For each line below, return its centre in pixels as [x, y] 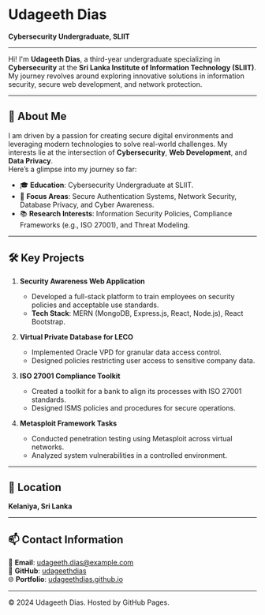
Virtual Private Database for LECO [77, 336]
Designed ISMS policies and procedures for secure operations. [133, 407]
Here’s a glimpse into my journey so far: [73, 169]
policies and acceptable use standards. [95, 305]
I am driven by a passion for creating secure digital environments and [121, 135]
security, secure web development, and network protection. [105, 84]
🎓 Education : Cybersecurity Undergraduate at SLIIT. [106, 185]
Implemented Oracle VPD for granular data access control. [127, 352]
